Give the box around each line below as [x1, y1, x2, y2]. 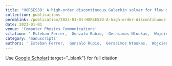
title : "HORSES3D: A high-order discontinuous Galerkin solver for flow [5, 7, 164, 13]
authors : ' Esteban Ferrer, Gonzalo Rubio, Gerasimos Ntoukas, [5, 41, 147, 46]
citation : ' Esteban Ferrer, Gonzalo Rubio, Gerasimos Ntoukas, [5, 31, 150, 36]
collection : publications [5, 12, 60, 17]
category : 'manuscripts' [5, 36, 58, 41]
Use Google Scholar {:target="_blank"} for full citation [5, 55, 118, 61]
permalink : [5, 17, 29, 22]
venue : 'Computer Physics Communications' [5, 27, 97, 32]
